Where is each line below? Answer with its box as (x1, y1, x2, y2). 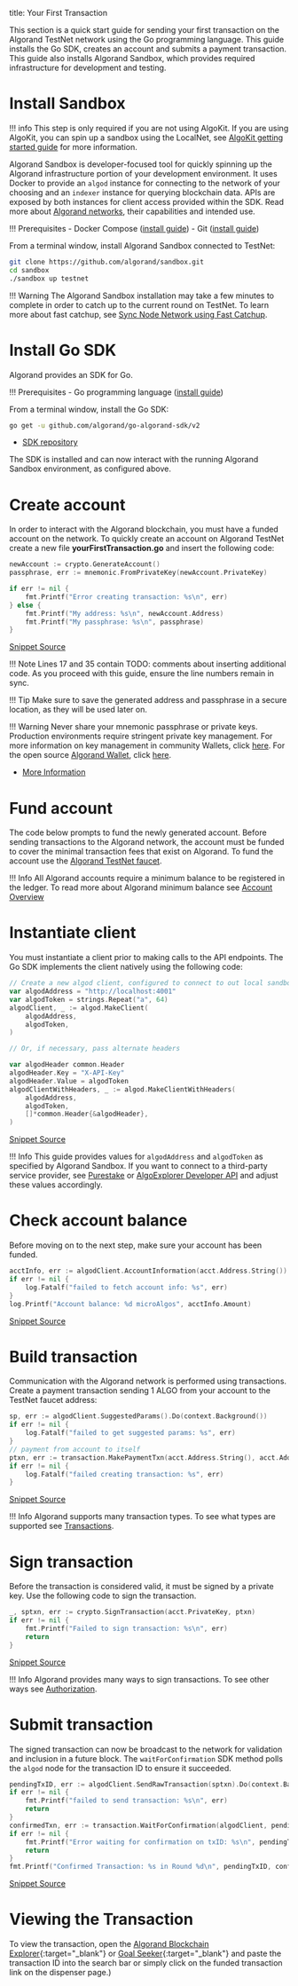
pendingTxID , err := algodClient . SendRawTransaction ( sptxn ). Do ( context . (9, 1779, 284, 1789)
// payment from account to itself (9, 1445, 141, 1454)
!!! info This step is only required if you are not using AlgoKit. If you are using (9, 122, 289, 133)
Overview (9, 892, 44, 902)
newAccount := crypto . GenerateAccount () (9, 560, 161, 569)
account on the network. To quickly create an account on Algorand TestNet (9, 533, 285, 544)
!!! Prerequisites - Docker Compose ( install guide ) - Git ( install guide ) (9, 223, 260, 233)
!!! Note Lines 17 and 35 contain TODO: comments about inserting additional (9, 658, 286, 669)
